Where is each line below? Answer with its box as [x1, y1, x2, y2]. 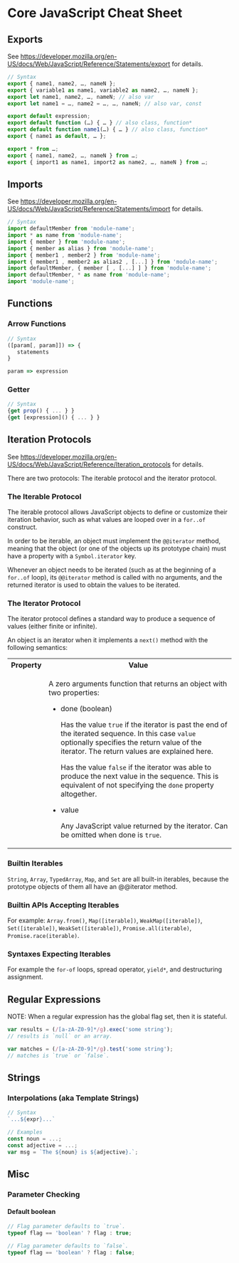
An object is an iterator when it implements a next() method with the [7, 636, 208, 644]
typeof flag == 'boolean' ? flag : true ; [7, 1229, 132, 1237]
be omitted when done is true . [60, 830, 162, 840]
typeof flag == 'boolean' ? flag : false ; [7, 1249, 135, 1256]
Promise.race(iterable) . [7, 932, 80, 940]
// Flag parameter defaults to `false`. [7, 1242, 129, 1249]
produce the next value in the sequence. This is [60, 772, 219, 782]
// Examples [7, 1129, 43, 1136]
